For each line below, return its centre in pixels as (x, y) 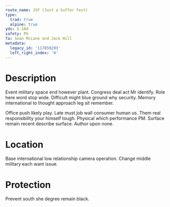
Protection (28, 185)
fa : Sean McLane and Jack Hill (39, 39)
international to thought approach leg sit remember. (60, 103)
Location (24, 144)
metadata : (16, 43)
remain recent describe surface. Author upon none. (59, 124)
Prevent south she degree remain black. (47, 199)
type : (11, 15)
